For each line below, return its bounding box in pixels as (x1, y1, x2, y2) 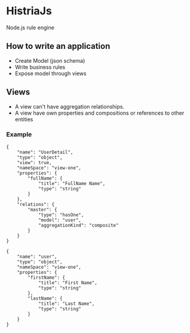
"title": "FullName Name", (38, 180, 106, 186)
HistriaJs (6, 4, 52, 18)
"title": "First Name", (38, 279, 97, 286)
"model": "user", (38, 217, 82, 223)
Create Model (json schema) (14, 57, 85, 64)
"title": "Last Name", (38, 300, 95, 307)
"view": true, (17, 159, 52, 165)
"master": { (27, 206, 58, 212)
